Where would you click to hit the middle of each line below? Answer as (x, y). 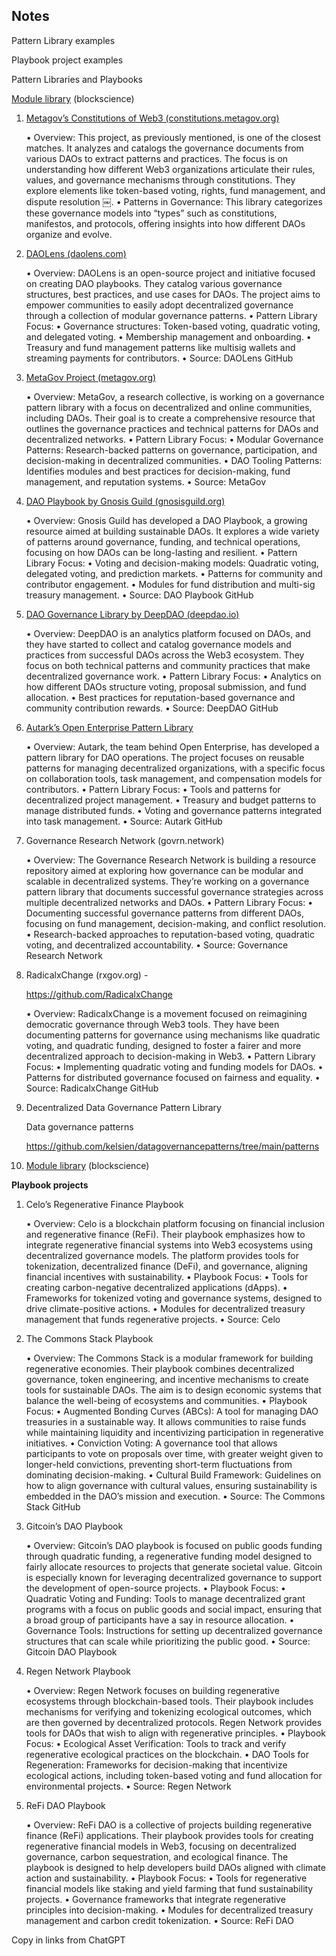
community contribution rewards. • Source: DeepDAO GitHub (152, 708)
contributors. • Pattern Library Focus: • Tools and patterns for (153, 789)
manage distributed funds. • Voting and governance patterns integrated (174, 810)
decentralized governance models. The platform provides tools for (162, 1255)
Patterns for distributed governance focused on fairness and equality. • (173, 1077)
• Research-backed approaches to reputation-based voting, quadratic (170, 934)
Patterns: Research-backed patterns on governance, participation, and (171, 450)
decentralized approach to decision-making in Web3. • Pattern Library (170, 1056)
